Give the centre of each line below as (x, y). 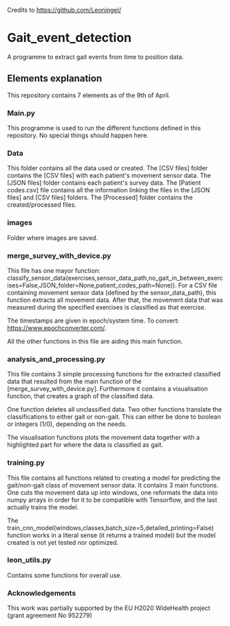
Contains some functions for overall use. (65, 575)
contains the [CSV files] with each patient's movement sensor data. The (109, 176)
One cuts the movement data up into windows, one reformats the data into (113, 492)
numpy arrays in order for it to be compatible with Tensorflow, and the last (112, 500)
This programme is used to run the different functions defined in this (104, 128)
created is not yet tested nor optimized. (63, 542)
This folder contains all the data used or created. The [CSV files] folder (107, 168)
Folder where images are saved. (53, 238)
